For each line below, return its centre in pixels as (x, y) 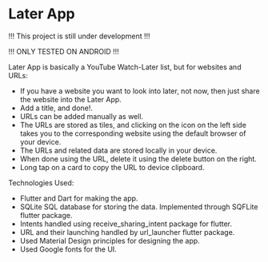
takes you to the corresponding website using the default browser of (133, 133)
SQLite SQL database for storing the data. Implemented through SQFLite (139, 206)
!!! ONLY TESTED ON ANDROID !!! (64, 51)
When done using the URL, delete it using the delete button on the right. (138, 159)
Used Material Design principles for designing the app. (110, 240)
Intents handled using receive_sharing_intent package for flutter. (126, 224)
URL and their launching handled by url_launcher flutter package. (127, 232)
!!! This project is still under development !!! (79, 36)
